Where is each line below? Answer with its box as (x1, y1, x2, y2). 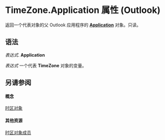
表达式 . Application (5, 52, 45, 58)
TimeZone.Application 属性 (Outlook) (5, 4, 161, 16)
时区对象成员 (5, 130, 31, 136)
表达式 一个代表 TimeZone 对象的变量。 (5, 63, 87, 69)
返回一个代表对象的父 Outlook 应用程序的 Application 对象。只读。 (5, 22, 141, 28)
